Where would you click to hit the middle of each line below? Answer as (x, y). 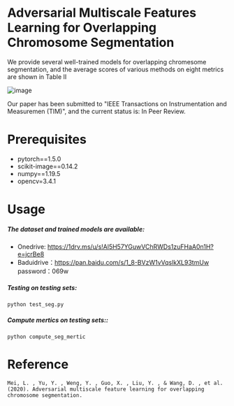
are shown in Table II (37, 77)
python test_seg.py (36, 305)
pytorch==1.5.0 (39, 159)
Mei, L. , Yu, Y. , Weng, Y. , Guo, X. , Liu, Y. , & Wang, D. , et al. (115, 383)
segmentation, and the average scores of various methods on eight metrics (116, 69)
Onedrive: (32, 247)
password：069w (43, 271)
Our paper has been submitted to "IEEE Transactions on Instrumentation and (117, 103)
